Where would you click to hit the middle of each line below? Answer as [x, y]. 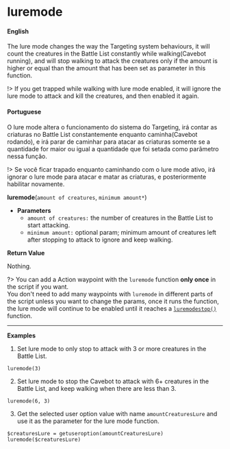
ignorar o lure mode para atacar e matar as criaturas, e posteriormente [107, 177]
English [18, 31]
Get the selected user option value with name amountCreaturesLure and [117, 413]
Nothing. [20, 266]
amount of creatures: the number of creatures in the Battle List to [120, 218]
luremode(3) [24, 368]
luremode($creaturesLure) [44, 439]
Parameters [34, 210]
